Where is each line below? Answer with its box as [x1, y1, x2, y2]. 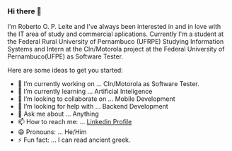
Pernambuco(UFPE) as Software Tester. [7, 52, 124, 61]
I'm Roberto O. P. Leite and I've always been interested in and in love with [7, 23, 221, 31]
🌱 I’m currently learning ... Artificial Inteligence [17, 87, 153, 96]
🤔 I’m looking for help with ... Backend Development [17, 102, 168, 111]
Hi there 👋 [7, 6, 42, 16]
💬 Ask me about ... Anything [17, 109, 99, 119]
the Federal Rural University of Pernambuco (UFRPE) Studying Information [7, 37, 224, 46]
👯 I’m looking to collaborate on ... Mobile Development [17, 95, 175, 103]
